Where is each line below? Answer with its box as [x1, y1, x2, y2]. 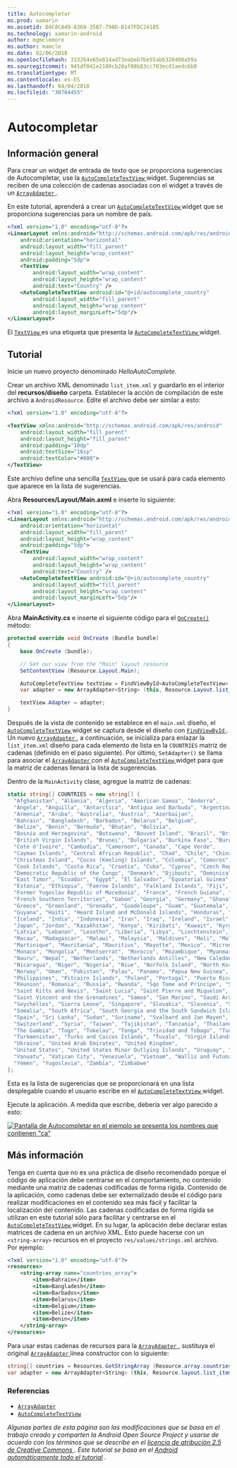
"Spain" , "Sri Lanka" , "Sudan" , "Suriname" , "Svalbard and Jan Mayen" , [13, 1014, 229, 1021]
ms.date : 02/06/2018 [7, 50, 68, 57]
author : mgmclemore [7, 37, 65, 44]
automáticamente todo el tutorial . [7, 1453, 107, 1462]
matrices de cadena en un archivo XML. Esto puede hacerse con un [7, 1228, 205, 1237]
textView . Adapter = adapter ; [20, 699, 106, 706]
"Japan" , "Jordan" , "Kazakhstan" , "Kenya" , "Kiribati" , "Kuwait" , [13, 922, 213, 929]
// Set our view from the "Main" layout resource [20, 660, 169, 667]
